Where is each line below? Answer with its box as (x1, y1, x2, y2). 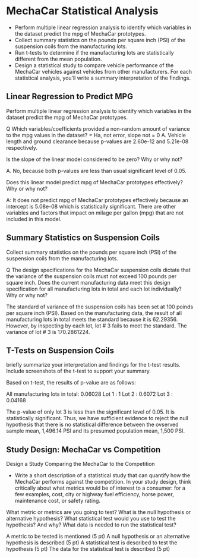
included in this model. (6, 215, 62, 222)
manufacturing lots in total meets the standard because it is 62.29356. (6, 316, 178, 323)
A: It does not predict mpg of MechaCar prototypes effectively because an (6, 196, 189, 203)
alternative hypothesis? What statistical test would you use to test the (6, 515, 176, 522)
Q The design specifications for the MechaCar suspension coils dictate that (6, 266, 191, 273)
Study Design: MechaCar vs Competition (6, 444, 161, 455)
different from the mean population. (14, 55, 102, 62)
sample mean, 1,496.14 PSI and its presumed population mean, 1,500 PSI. (6, 427, 185, 434)
